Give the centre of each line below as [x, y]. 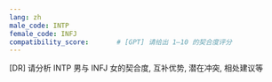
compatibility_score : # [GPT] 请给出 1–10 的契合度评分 [121, 42]
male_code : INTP [39, 26]
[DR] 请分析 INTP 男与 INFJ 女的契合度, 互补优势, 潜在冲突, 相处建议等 [136, 68]
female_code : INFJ [43, 34]
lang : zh [25, 17]
